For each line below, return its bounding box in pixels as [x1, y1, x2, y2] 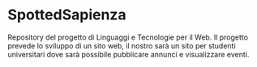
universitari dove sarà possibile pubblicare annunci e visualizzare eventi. [7, 49, 250, 59]
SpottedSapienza [7, 6, 126, 24]
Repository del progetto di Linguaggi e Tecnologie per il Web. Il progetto [7, 32, 249, 42]
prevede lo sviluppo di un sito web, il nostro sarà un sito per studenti [7, 40, 236, 50]
